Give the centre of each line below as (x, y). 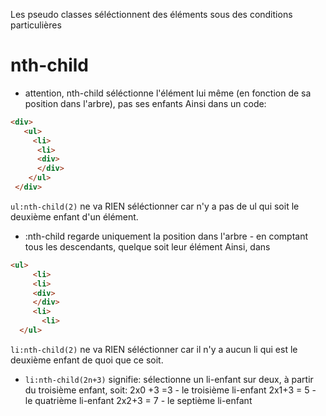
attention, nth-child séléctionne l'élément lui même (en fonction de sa (168, 93)
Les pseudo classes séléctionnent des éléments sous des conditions (151, 14)
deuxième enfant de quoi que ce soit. (87, 360)
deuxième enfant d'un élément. (74, 216)
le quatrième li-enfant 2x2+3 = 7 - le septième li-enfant (138, 400)
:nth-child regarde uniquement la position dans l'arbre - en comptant (166, 236)
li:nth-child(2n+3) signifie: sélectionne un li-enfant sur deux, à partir (169, 379)
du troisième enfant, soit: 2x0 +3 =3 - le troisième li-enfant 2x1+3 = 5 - (170, 390)
